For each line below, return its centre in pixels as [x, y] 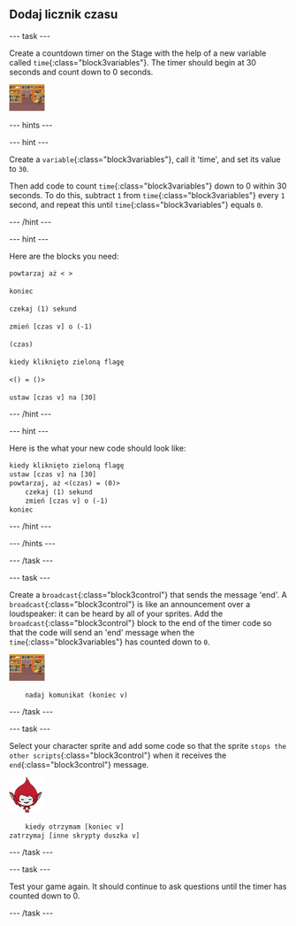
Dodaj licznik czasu [64, 15]
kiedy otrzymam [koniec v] [75, 827]
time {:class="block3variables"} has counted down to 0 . [110, 642]
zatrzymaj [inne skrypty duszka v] [75, 836]
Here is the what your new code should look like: [98, 448]
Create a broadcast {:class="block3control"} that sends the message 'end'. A [148, 594]
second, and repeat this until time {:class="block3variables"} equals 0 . [136, 204]
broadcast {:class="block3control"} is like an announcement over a [130, 604]
